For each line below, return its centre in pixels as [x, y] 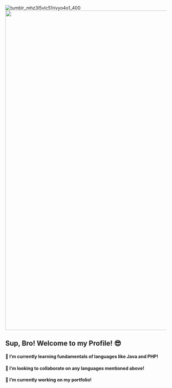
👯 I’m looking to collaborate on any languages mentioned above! [75, 368]
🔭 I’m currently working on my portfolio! [49, 380]
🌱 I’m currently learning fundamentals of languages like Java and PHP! [82, 356]
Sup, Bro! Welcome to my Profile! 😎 [63, 343]
